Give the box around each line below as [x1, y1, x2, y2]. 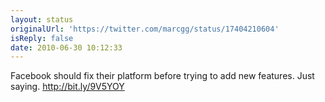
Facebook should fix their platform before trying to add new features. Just [10, 70, 315, 82]
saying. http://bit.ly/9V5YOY [10, 81, 125, 93]
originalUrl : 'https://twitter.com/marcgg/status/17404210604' [10, 24, 280, 34]
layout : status [10, 14, 74, 25]
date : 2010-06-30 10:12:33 [10, 42, 123, 53]
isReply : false [10, 33, 74, 43]
